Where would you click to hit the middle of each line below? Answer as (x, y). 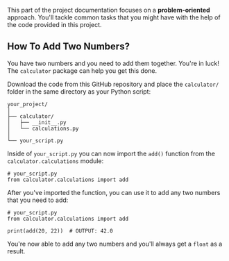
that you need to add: (38, 200)
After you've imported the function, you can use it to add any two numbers (114, 192)
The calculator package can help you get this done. (82, 70)
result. (16, 251)
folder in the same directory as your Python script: (79, 91)
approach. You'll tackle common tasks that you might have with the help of (114, 17)
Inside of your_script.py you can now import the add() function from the (111, 153)
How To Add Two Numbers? (69, 47)
